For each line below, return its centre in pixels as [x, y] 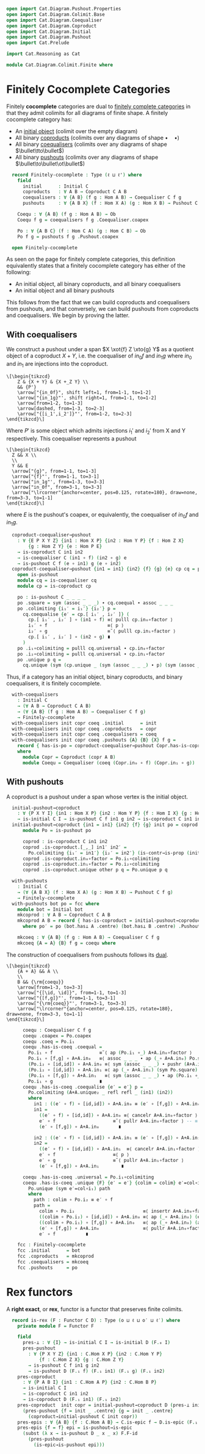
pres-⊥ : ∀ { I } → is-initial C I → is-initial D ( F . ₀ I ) [96, 1343]
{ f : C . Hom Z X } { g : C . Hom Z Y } [81, 1359]
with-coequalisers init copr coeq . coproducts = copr [84, 729]
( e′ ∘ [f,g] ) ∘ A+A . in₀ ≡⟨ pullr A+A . [109, 1228]
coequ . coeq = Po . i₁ [49, 1042]
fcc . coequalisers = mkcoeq [53, 1262]
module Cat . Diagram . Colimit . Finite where [60, 65]
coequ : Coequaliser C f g [57, 1030]
